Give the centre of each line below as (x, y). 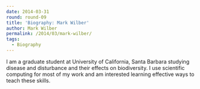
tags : (13, 39)
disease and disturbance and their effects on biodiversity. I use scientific (96, 68)
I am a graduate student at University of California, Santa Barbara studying (98, 61)
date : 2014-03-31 (28, 12)
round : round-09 (26, 17)
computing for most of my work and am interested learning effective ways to (101, 74)
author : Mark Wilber (32, 28)
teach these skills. (28, 80)
